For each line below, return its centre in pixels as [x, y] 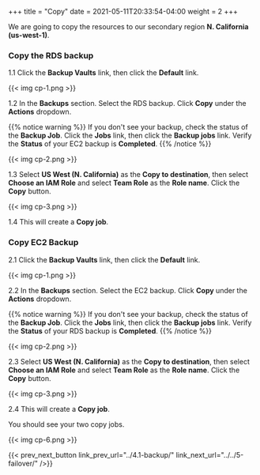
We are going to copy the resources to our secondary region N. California [128, 26]
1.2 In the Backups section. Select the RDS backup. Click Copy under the [127, 104]
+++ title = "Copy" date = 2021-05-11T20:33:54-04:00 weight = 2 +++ [123, 11]
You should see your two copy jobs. [66, 424]
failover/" [23, 463]
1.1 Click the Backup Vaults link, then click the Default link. [104, 73]
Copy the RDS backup [51, 55]
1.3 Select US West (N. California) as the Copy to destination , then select [128, 175]
